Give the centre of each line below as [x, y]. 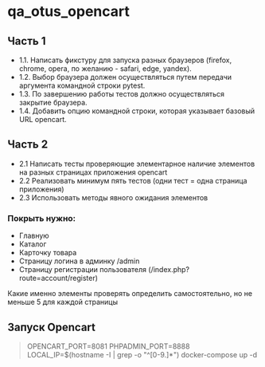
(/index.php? [169, 270]
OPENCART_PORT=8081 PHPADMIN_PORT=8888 [108, 346]
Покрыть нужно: [42, 218]
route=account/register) [58, 278]
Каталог [33, 244]
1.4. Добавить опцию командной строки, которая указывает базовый [137, 111]
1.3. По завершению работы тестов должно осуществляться [121, 94]
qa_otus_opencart [69, 12]
